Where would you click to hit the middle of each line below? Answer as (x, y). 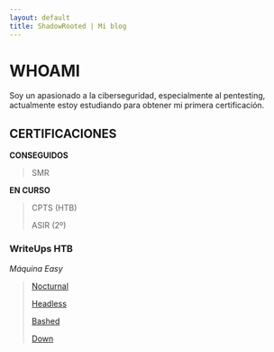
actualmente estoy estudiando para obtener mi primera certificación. (137, 106)
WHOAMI (45, 71)
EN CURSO (30, 190)
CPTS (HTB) (54, 208)
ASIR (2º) (49, 226)
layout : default (40, 18)
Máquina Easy (36, 268)
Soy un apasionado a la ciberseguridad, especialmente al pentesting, (137, 96)
